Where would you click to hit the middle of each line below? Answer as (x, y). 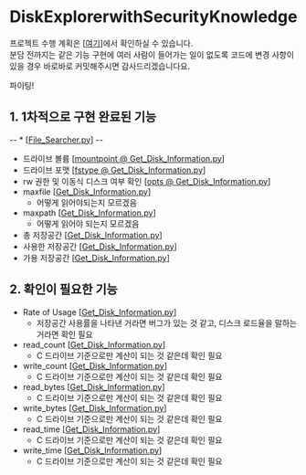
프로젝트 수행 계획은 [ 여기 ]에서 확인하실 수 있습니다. (101, 43)
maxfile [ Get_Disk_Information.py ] (87, 191)
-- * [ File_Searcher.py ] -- (56, 140)
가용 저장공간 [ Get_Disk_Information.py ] (96, 258)
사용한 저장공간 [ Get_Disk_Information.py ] (100, 246)
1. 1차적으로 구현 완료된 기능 (83, 117)
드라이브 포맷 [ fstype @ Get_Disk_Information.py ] (114, 170)
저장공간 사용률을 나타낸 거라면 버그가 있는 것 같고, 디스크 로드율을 (154, 322)
